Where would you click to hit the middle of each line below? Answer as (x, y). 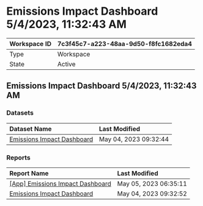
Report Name (29, 173)
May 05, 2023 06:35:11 (152, 183)
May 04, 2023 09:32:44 (134, 139)
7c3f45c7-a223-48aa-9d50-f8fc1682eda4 (125, 44)
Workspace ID (31, 44)
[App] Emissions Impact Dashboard (60, 183)
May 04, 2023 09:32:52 (152, 193)
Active (66, 64)
